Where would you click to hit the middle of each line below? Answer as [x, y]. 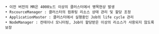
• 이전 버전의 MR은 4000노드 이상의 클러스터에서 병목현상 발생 [60, 7]
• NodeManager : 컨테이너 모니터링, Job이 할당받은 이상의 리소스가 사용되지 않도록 [80, 22]
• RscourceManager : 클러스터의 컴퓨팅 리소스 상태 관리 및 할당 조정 [68, 12]
